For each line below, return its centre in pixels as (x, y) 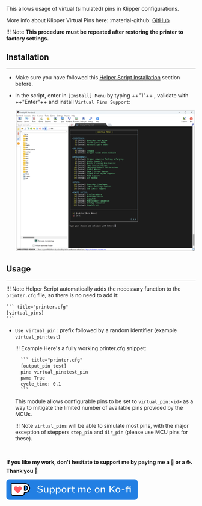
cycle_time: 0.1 (41, 384)
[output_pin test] (44, 366)
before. (24, 84)
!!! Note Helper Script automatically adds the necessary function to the (93, 289)
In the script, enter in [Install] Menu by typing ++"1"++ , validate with (102, 95)
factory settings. (28, 38)
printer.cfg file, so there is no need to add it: (63, 295)
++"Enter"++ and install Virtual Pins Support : (73, 102)
